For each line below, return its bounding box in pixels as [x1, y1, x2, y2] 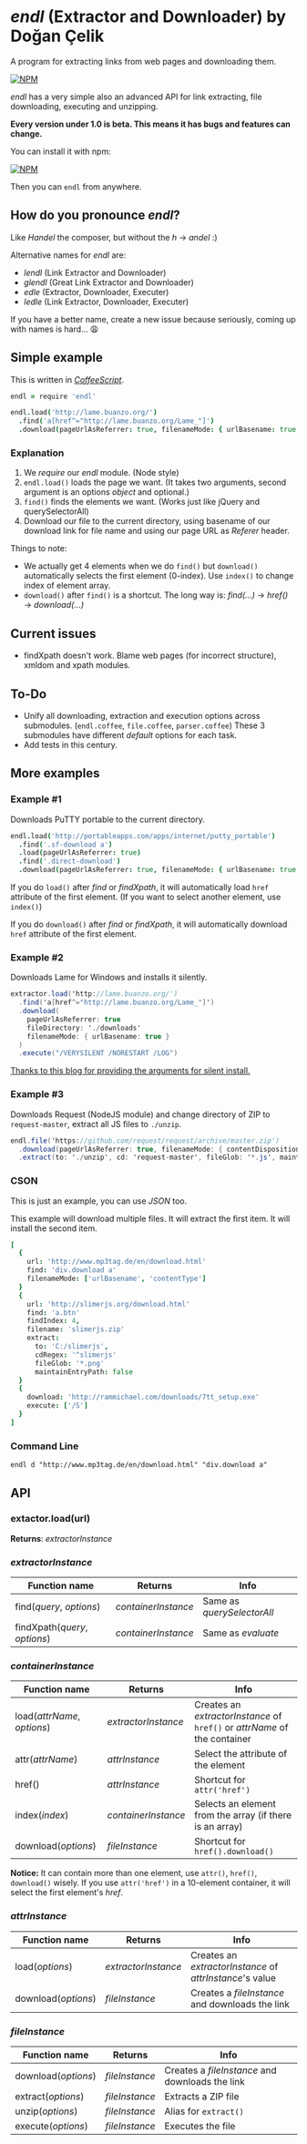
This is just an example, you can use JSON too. [10, 1195, 188, 1206]
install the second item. [10, 1223, 98, 1234]
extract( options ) [15, 2089, 85, 2102]
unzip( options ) [15, 2105, 78, 2118]
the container [194, 1733, 251, 1746]
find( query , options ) [15, 1601, 101, 1614]
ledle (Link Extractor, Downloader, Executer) [23, 296, 189, 307]
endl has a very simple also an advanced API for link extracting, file [10, 91, 262, 102]
